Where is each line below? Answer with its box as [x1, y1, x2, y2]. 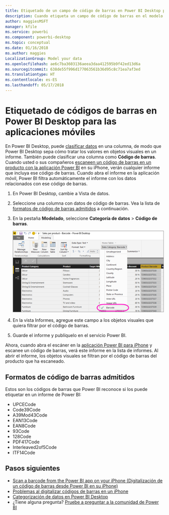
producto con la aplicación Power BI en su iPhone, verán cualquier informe [5, 164, 160, 170]
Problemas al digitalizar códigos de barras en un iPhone [12, 488, 129, 494]
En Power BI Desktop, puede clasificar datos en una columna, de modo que [5, 143, 162, 149]
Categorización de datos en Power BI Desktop [12, 493, 108, 499]
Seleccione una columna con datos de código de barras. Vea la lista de [12, 200, 160, 206]
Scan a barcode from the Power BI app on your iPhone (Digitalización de [12, 477, 163, 484]
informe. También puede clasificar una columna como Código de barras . [5, 154, 156, 160]
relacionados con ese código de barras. [5, 181, 88, 187]
